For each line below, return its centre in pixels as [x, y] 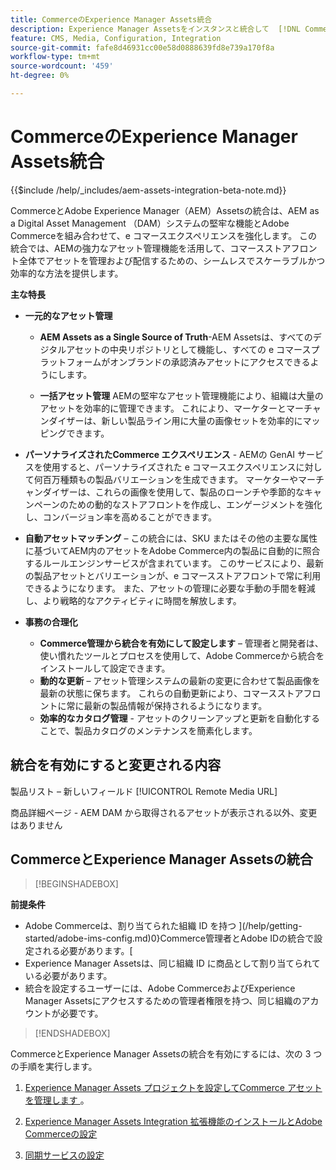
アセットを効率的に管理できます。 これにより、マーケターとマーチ [176, 408]
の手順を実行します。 [54, 1067]
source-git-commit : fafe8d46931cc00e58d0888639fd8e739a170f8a [142, 47]
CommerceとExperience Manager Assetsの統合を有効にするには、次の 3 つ [166, 1054]
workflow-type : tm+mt [55, 57]
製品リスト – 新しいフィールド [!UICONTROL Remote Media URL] [144, 791]
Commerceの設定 [61, 1134]
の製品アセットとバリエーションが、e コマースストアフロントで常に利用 [173, 575]
